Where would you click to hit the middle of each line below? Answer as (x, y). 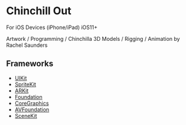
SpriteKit (25, 84)
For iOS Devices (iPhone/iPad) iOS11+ (52, 27)
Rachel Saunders (27, 45)
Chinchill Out (39, 11)
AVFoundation (32, 109)
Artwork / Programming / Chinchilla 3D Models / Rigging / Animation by (93, 39)
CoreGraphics (32, 103)
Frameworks (30, 64)
